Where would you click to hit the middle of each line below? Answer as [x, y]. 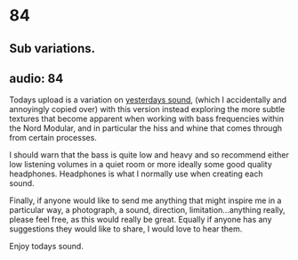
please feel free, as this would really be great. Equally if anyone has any [141, 220]
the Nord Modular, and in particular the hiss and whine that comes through [146, 128]
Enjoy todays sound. [47, 247]
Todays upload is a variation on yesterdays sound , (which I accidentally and [148, 100]
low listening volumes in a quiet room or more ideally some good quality [141, 165]
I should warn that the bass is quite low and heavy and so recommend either [149, 155]
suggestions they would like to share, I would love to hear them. [126, 229]
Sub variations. [52, 49]
